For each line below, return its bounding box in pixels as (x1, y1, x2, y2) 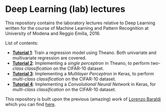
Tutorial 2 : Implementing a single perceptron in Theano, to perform (12, 60, 150, 66)
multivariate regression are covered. (12, 55, 87, 60)
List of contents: (5, 40, 39, 46)
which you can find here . (5, 101, 56, 107)
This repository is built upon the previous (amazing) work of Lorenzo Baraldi (5, 96, 161, 102)
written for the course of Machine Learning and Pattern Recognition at (5, 25, 149, 31)
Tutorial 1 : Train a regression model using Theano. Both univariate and (12, 50, 157, 56)
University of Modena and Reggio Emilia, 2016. (5, 30, 101, 36)
